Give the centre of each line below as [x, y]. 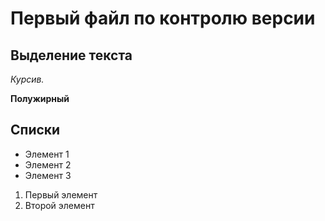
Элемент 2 [48, 164]
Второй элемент [59, 205]
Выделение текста [71, 55]
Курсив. [27, 79]
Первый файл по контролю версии [163, 18]
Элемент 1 [47, 154]
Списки [35, 130]
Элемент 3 [48, 175]
